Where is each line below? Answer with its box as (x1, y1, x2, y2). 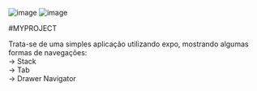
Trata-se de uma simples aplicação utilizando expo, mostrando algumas (8, 39, 249, 49)
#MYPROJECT (8, 24, 58, 32)
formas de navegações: (8, 48, 88, 57)
